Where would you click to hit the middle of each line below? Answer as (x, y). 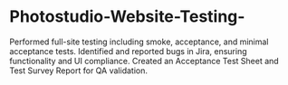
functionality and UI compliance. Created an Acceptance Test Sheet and (144, 61)
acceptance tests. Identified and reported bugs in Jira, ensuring (128, 51)
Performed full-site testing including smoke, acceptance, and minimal (139, 42)
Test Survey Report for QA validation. (78, 71)
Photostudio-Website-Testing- (127, 17)
